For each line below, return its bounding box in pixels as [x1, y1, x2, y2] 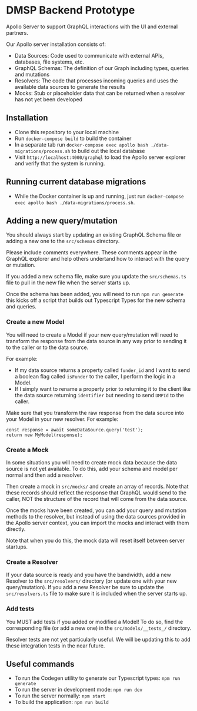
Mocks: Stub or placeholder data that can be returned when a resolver [14, 89, 185, 97]
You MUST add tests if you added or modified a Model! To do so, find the [6, 618, 183, 625]
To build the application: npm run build [14, 699, 109, 706]
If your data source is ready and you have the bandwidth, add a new [6, 572, 172, 579]
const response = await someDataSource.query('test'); [6, 427, 143, 433]
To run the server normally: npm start [14, 692, 106, 699]
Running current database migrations [6, 177, 146, 187]
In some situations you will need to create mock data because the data [6, 459, 178, 466]
